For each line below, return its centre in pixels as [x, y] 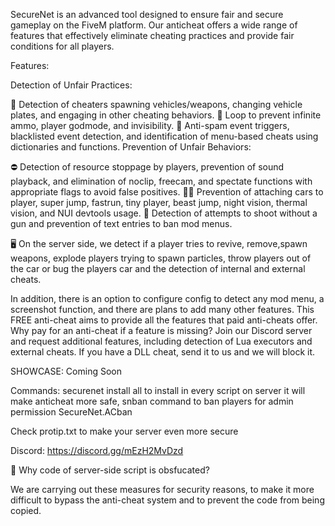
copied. [26, 510]
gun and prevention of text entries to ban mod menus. [121, 223]
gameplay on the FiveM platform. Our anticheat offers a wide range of [154, 25]
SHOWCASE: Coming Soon [66, 371]
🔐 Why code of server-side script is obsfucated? [110, 470]
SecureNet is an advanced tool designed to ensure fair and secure [147, 14]
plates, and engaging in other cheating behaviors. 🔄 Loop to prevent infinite [166, 115]
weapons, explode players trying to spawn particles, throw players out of [161, 258]
